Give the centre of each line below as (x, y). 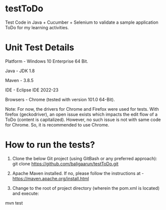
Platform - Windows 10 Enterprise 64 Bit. (47, 61)
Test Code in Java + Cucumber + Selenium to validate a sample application (82, 22)
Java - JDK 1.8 (20, 71)
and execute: (26, 193)
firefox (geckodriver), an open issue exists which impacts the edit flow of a (81, 114)
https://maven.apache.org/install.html (51, 178)
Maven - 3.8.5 (19, 80)
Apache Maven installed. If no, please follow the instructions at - (78, 173)
